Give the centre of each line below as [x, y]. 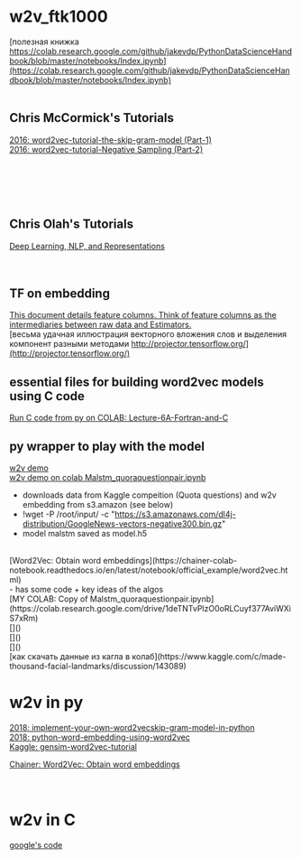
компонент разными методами [69, 344]
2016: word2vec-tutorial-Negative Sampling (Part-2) [106, 149]
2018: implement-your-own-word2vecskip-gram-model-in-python [132, 727]
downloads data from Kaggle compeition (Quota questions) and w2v [149, 495]
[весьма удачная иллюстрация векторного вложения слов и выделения [148, 334]
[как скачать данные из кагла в [70, 656]
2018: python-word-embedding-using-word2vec [100, 737]
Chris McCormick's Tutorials [91, 118]
